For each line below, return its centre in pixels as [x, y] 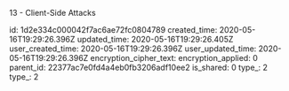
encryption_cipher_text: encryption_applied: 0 [174, 58]
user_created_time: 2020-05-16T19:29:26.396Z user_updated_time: [133, 49]
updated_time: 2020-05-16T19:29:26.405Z [155, 39]
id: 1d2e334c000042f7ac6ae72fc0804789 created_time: [113, 30]
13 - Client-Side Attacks [52, 13]
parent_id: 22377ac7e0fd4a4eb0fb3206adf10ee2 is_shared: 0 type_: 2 [139, 67]
